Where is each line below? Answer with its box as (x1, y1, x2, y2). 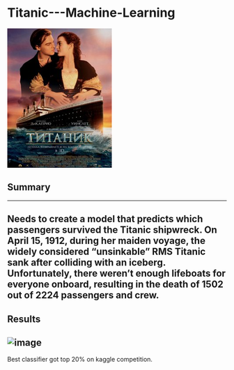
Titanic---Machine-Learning (7, 5, 175, 21)
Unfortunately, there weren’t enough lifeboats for (7, 268, 226, 279)
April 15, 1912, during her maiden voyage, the (7, 235, 205, 247)
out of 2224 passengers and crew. (7, 289, 159, 301)
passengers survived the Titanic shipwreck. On (7, 224, 217, 236)
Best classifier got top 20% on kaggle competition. (7, 355, 153, 364)
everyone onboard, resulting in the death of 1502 (7, 279, 224, 291)
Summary (7, 181, 51, 193)
